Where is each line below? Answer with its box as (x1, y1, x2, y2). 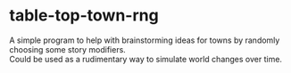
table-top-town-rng (9, 5, 159, 26)
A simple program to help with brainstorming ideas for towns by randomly (9, 35, 280, 45)
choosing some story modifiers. (9, 44, 127, 54)
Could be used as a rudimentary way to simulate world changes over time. (9, 53, 283, 64)
